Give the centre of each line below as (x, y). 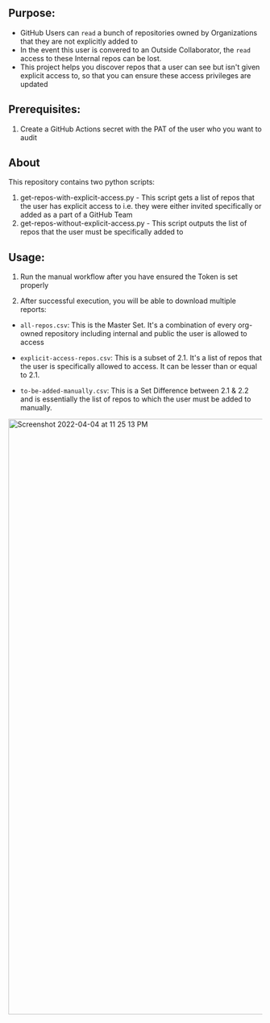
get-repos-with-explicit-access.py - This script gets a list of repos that (137, 198)
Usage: (27, 257)
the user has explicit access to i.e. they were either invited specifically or (141, 206)
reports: (33, 310)
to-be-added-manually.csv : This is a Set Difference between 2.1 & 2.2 (134, 391)
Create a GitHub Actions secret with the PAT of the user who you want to (141, 129)
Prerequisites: (44, 109)
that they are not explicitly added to (79, 41)
